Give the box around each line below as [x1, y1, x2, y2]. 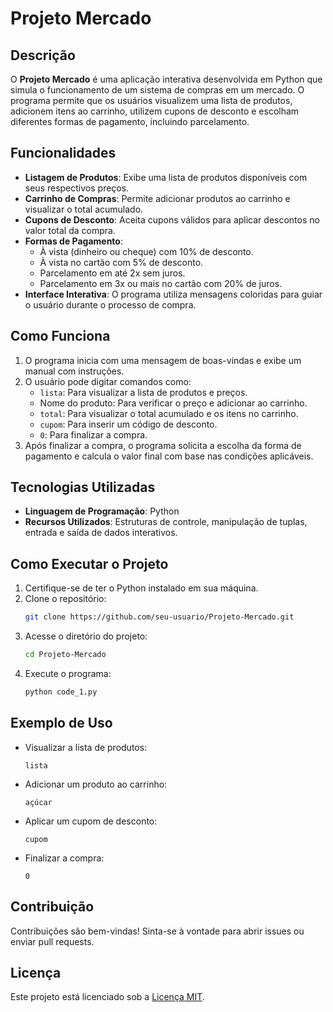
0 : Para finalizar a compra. [39, 428, 148, 441]
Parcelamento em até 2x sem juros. [39, 267, 186, 279]
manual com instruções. [24, 365, 125, 377]
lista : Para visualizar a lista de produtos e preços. [39, 386, 248, 398]
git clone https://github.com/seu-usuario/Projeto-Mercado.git [24, 612, 295, 622]
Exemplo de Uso [10, 715, 113, 732]
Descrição [10, 47, 76, 64]
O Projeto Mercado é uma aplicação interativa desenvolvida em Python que [10, 73, 323, 85]
